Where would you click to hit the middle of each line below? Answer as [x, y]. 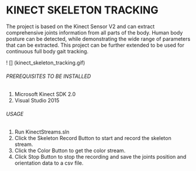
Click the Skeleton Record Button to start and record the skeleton [93, 138]
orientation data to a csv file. [49, 163]
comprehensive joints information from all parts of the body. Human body [94, 32]
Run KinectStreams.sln [42, 132]
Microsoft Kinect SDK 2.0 [45, 94]
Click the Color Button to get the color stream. [70, 151]
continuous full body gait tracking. [47, 51]
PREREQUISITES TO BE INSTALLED [49, 76]
